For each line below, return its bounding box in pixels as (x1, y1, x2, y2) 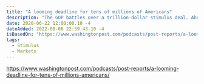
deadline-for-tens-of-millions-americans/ (6, 71, 110, 79)
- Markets (12, 48, 36, 54)
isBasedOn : (6, 31, 34, 37)
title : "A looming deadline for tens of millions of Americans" (6, 8, 172, 15)
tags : (6, 37, 20, 43)
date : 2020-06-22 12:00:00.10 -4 (6, 20, 91, 26)
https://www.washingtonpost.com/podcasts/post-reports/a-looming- (6, 65, 179, 72)
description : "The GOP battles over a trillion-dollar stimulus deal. (6, 15, 189, 21)
